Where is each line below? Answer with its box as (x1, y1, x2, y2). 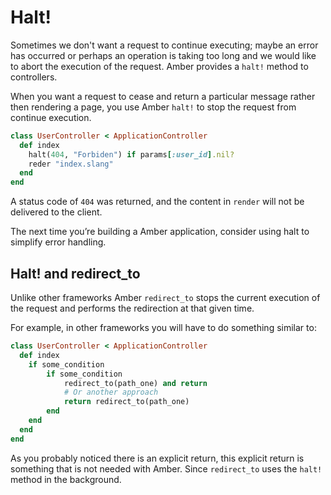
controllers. (10, 71, 58, 83)
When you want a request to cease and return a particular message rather (10, 90, 316, 102)
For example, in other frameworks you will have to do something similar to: (10, 322, 317, 333)
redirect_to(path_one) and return (63, 378, 208, 388)
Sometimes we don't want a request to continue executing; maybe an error (10, 39, 319, 51)
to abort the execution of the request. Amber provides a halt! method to (10, 60, 309, 72)
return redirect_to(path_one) (63, 397, 190, 407)
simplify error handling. (10, 236, 107, 248)
